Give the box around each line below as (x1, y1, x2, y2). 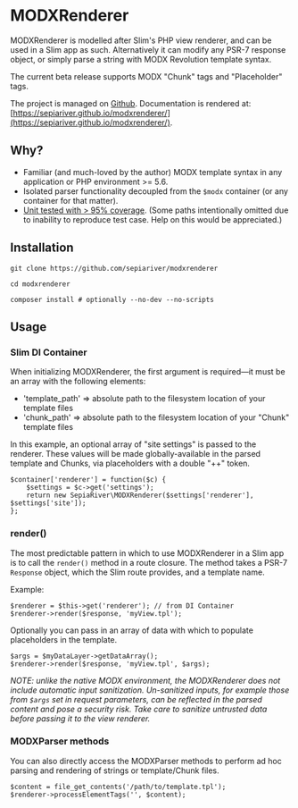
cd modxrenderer (10, 279, 70, 289)
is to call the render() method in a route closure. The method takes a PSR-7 (10, 557, 288, 568)
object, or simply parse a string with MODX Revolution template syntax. (10, 54, 272, 64)
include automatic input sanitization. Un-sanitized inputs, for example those (10, 685, 290, 695)
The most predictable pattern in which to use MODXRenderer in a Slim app (10, 547, 285, 559)
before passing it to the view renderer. (10, 712, 151, 724)
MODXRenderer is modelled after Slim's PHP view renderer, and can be (10, 35, 272, 46)
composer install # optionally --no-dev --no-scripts (10, 295, 215, 304)
